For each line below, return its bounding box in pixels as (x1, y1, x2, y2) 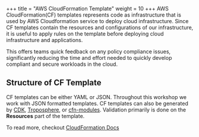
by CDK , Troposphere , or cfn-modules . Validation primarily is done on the (6, 106, 186, 113)
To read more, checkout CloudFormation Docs (6, 124, 119, 131)
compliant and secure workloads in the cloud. (6, 60, 118, 68)
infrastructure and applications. (6, 37, 83, 43)
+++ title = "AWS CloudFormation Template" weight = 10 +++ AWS (6, 5, 169, 12)
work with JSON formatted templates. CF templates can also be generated (6, 100, 189, 107)
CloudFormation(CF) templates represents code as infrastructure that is (6, 11, 181, 18)
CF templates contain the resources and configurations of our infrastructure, (6, 24, 194, 31)
